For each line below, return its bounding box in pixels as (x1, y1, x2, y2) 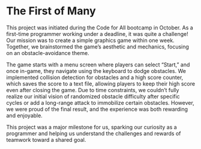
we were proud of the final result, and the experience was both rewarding (6, 105, 188, 112)
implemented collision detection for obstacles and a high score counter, (6, 74, 184, 81)
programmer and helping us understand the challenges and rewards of (6, 130, 181, 137)
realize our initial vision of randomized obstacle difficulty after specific (6, 93, 180, 100)
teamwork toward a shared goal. (6, 136, 86, 143)
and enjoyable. (6, 112, 43, 119)
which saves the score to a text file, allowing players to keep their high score (6, 80, 196, 87)
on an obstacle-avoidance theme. (6, 49, 89, 56)
